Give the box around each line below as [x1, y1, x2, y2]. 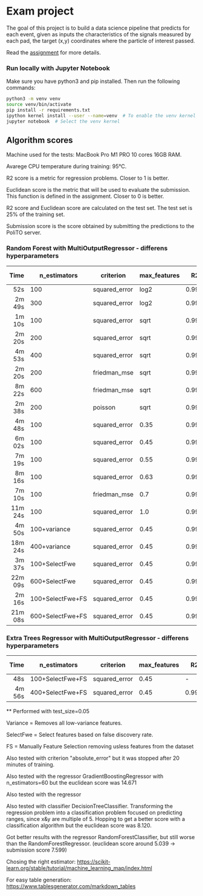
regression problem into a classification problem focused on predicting [6, 809, 182, 816]
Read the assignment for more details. [6, 48, 101, 56]
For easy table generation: [6, 876, 72, 884]
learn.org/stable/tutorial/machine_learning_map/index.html [6, 865, 152, 872]
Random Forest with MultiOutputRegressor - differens [6, 244, 168, 252]
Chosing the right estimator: [6, 858, 76, 866]
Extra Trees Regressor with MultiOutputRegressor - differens [6, 633, 189, 642]
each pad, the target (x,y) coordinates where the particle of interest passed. [6, 37, 195, 44]
